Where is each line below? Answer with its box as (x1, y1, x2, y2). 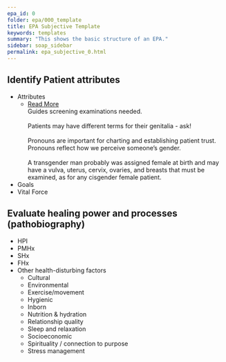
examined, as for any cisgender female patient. (27, 173, 162, 181)
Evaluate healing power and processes (7, 208, 178, 219)
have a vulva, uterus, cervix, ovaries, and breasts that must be (27, 165, 205, 174)
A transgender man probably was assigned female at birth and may (27, 158, 220, 166)
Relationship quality (27, 317, 84, 325)
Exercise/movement (27, 288, 84, 296)
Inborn (27, 303, 47, 311)
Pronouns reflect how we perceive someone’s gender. (27, 143, 181, 152)
